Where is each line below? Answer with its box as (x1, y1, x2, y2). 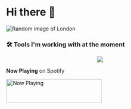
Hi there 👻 (6, 5, 55, 19)
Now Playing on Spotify (6, 67, 65, 74)
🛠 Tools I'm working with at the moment (6, 40, 125, 48)
